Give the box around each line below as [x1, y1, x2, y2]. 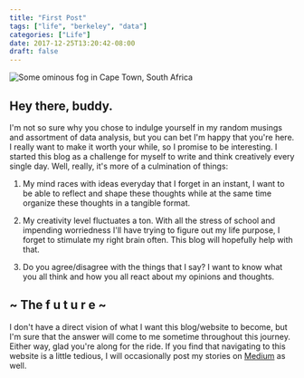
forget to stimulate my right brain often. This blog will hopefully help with [22, 234, 294, 245]
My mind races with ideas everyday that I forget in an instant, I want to [22, 178, 285, 189]
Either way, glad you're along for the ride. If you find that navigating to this [9, 341, 287, 352]
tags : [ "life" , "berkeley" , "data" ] [9, 22, 147, 31]
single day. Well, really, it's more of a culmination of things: [9, 160, 229, 171]
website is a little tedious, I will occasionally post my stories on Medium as [9, 350, 286, 361]
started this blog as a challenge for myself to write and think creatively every [9, 150, 295, 161]
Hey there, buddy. [9, 98, 113, 113]
